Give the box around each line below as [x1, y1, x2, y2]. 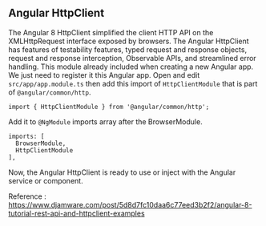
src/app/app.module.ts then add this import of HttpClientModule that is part [8, 79, 258, 88]
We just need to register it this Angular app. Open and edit [8, 70, 200, 79]
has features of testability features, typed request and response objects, [8, 44, 247, 54]
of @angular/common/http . [8, 87, 91, 97]
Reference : [8, 192, 46, 201]
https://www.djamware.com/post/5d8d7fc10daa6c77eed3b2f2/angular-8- [8, 200, 252, 209]
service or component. [8, 176, 83, 185]
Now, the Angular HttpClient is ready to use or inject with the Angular [8, 167, 236, 177]
